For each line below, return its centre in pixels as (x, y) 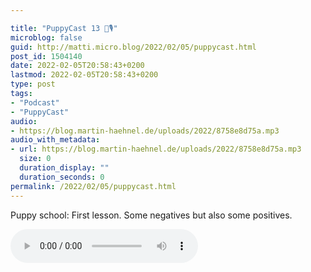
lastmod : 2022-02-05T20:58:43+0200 (84, 75)
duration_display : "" (64, 168)
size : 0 (35, 159)
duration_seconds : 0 (62, 177)
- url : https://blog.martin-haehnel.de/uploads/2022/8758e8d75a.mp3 (156, 149)
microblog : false (46, 37)
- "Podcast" (35, 102)
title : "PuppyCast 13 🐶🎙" (64, 28)
